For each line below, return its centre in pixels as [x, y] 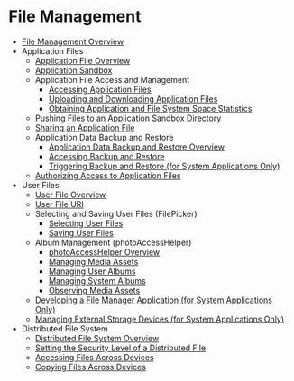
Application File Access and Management [112, 79]
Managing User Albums [92, 271]
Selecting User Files [86, 223]
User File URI [60, 204]
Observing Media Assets [94, 290]
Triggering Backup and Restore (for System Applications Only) [164, 166]
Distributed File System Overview [97, 338]
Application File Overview [83, 60]
